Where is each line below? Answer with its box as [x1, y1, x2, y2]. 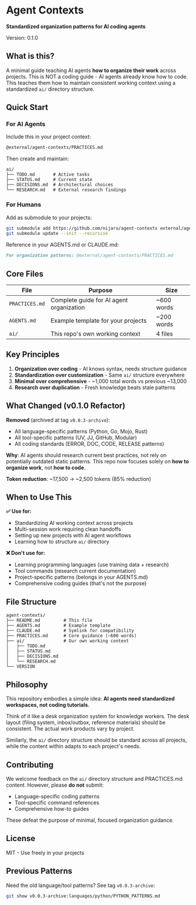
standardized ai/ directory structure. [6, 86, 95, 93]
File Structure [6, 597, 57, 607]
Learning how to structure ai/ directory [14, 538, 110, 545]
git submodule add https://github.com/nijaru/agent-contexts [6, 225, 158, 231]
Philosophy [6, 679, 48, 689]
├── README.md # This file [6, 617, 93, 624]
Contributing [6, 760, 54, 770]
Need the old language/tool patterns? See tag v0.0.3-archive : [6, 882, 155, 889]
